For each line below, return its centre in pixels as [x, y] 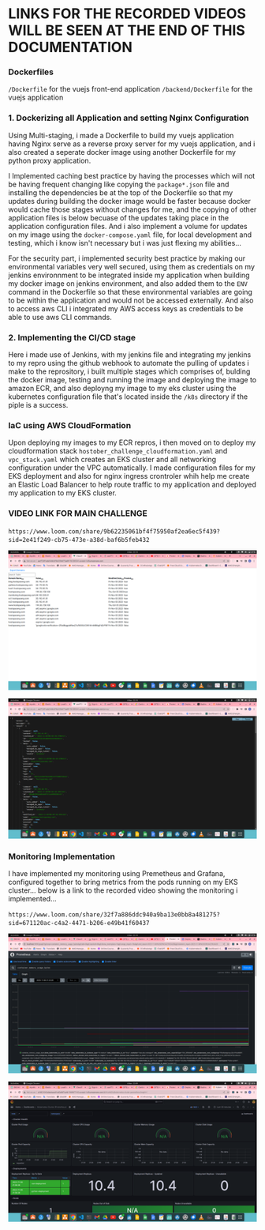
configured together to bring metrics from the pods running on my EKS [123, 882]
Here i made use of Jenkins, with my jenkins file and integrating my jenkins [130, 355]
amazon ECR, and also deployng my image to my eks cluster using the [122, 389]
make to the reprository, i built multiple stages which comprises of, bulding [129, 371]
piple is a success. [38, 405]
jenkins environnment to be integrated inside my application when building [129, 275]
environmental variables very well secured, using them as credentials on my [131, 266]
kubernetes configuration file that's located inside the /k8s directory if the [128, 397]
